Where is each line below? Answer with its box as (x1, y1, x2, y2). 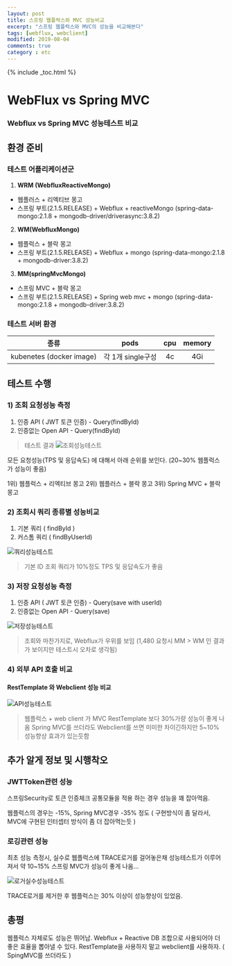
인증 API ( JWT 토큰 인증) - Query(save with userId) (17, 598, 163, 607)
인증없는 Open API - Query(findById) (17, 426, 121, 434)
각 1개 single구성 (103, 352, 157, 361)
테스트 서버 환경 (7, 319, 57, 329)
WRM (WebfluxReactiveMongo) (17, 181, 111, 189)
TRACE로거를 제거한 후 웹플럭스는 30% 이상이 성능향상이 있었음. (7, 892, 183, 900)
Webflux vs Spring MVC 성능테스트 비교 (7, 118, 139, 128)
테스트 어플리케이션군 (7, 165, 75, 174)
